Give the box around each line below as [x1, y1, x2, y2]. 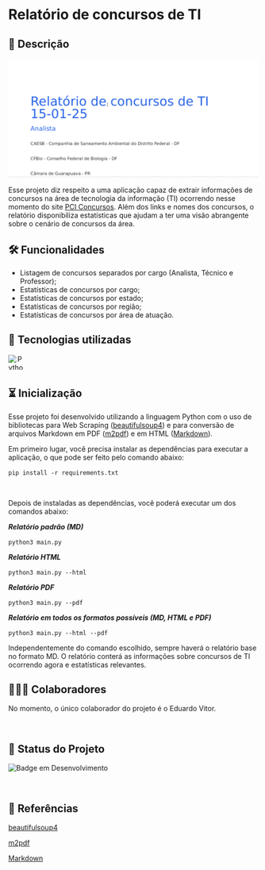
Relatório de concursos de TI [8, 6, 202, 24]
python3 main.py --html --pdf [8, 629, 109, 637]
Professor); [19, 276, 57, 287]
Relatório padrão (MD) [8, 522, 84, 531]
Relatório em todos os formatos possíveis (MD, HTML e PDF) [8, 613, 212, 622]
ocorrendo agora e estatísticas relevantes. [8, 660, 147, 669]
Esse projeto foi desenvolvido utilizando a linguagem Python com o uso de [8, 411, 252, 422]
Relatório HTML [8, 552, 61, 561]
